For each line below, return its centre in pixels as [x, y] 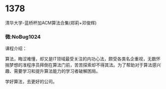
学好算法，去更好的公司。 [31, 82]
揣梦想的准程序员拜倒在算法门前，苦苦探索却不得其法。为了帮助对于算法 [79, 65]
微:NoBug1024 [23, 36]
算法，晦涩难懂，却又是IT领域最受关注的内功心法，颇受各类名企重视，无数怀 [83, 59]
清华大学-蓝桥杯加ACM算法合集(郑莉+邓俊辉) [51, 23]
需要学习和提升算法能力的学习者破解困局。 [57, 71]
